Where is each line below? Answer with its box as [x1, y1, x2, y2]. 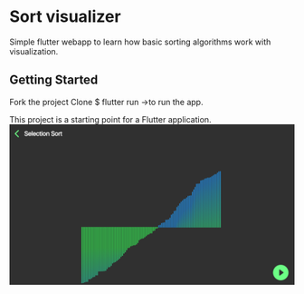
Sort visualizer [9, 6, 121, 27]
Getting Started [9, 73, 99, 88]
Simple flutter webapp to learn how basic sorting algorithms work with [9, 36, 271, 47]
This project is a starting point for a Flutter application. [9, 113, 212, 124]
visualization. [9, 45, 59, 56]
